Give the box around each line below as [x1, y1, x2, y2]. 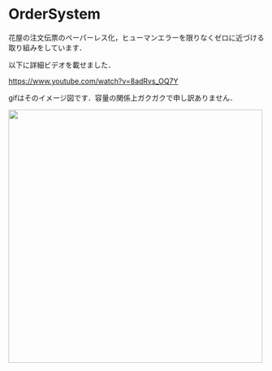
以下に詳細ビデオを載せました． [8, 60, 115, 70]
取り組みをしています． [8, 42, 87, 53]
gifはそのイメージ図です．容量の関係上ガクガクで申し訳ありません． [8, 92, 237, 102]
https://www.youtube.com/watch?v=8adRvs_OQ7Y [8, 76, 179, 86]
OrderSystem [8, 5, 101, 23]
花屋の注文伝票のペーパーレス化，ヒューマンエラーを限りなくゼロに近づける [8, 32, 265, 42]
